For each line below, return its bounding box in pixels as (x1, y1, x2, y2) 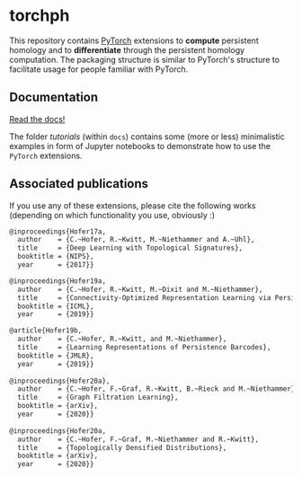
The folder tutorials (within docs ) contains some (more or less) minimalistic (9, 131, 285, 142)
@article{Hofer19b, (9, 326, 83, 335)
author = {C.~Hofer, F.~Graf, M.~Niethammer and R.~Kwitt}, (17, 435, 259, 444)
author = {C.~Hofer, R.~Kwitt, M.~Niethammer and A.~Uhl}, (17, 235, 255, 244)
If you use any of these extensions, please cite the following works (9, 199, 256, 211)
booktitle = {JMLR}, (17, 351, 94, 360)
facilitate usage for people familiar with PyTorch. (9, 64, 189, 75)
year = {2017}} (17, 261, 94, 269)
